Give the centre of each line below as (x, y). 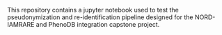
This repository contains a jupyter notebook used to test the (93, 10)
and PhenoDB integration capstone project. (98, 24)
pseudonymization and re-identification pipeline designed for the (100, 17)
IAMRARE (21, 24)
